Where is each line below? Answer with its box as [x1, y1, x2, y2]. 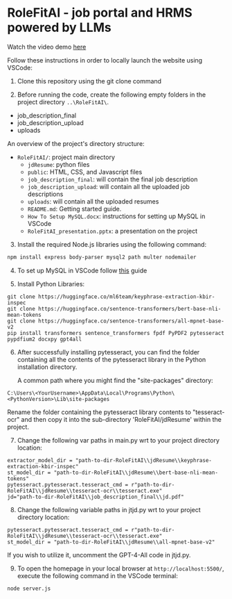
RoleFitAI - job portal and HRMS [7, 5, 193, 21]
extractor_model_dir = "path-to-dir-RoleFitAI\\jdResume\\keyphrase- [7, 457, 213, 463]
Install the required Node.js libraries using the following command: [17, 240, 206, 248]
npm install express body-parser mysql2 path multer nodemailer [7, 254, 197, 261]
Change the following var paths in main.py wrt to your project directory [17, 436, 220, 444]
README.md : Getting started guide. [27, 204, 122, 213]
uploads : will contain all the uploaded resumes [27, 197, 159, 206]
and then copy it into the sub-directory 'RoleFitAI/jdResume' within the [21, 415, 222, 423]
